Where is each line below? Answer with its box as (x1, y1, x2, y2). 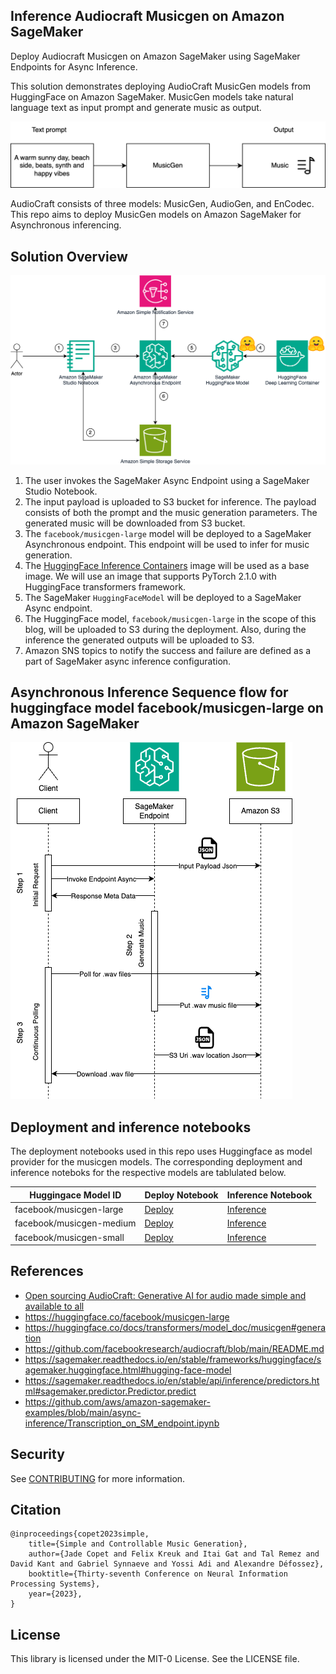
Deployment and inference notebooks (10, 1119, 252, 1136)
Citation (10, 1502, 62, 1519)
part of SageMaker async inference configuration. (24, 655, 232, 667)
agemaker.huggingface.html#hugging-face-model (24, 1364, 232, 1376)
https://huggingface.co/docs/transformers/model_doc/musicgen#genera (24, 1321, 327, 1333)
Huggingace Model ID (29, 1189, 122, 1201)
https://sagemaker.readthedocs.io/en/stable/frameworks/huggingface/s (24, 1353, 322, 1365)
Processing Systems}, (10, 1579, 101, 1589)
